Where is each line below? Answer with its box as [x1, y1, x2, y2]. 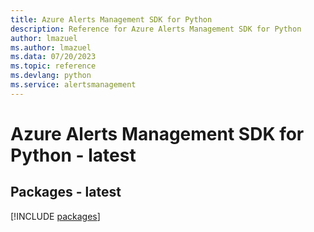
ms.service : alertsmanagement [10, 80, 137, 90]
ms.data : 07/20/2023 [10, 52, 97, 62]
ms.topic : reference [10, 61, 97, 71]
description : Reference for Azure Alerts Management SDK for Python [10, 24, 302, 34]
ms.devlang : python [10, 71, 92, 81]
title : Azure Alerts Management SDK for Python [10, 14, 213, 25]
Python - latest [10, 144, 137, 166]
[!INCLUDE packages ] [10, 210, 101, 222]
